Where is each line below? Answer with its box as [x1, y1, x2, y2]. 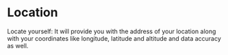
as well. [7, 41, 29, 50]
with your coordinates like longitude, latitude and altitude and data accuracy [7, 34, 221, 42]
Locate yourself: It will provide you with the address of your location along [7, 27, 216, 35]
